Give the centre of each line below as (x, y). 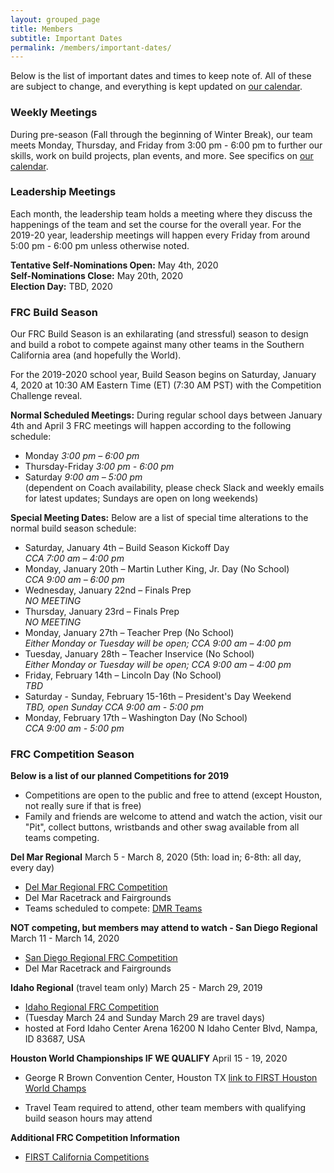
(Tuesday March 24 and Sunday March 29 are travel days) (145, 1018)
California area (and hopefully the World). (96, 355)
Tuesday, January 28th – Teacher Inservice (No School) (139, 654)
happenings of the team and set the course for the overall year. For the (156, 224)
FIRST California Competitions (87, 1157)
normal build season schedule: (73, 528)
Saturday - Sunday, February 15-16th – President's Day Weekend (158, 697)
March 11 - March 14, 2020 (65, 938)
